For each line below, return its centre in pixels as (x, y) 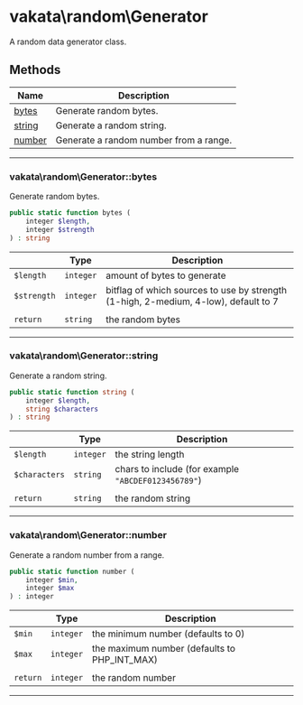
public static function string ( (72, 392)
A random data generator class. (68, 42)
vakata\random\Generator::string (84, 356)
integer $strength (60, 229)
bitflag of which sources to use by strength (196, 290)
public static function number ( (72, 571)
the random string (153, 498)
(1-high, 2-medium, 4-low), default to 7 (192, 301)
